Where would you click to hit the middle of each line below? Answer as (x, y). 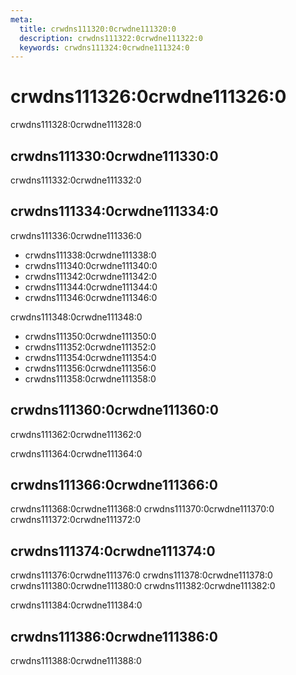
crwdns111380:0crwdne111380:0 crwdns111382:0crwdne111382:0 (143, 586)
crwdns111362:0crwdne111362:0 (76, 434)
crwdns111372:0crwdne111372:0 (76, 520)
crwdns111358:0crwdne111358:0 (90, 378)
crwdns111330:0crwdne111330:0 (114, 156)
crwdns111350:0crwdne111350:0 (90, 336)
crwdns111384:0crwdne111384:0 (76, 605)
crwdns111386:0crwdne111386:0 (114, 636)
